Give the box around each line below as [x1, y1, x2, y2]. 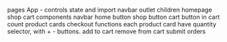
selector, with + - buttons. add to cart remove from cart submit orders [7, 27, 206, 35]
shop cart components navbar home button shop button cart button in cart [7, 13, 220, 21]
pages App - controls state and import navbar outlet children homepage [7, 6, 212, 14]
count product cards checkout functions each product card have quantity [7, 20, 217, 28]
